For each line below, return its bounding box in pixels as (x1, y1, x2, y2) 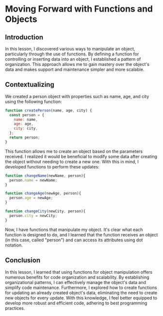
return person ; (9, 135, 40, 140)
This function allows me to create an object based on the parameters (5, 148, 143, 154)
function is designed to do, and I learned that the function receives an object (5, 232, 158, 237)
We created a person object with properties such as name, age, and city (5, 93, 149, 99)
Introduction (5, 33, 44, 41)
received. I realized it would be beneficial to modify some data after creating (5, 153, 158, 159)
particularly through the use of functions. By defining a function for (5, 51, 139, 57)
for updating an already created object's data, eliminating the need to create (5, 290, 158, 296)
